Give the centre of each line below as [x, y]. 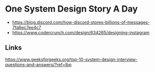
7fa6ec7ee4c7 [27, 27]
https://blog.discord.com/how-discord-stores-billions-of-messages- [81, 22]
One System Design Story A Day [71, 9]
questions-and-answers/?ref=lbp [38, 64]
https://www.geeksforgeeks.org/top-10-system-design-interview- [71, 59]
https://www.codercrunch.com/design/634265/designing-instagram [81, 32]
